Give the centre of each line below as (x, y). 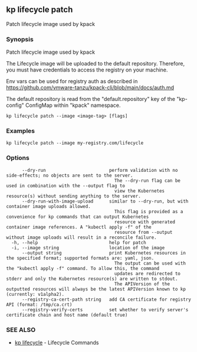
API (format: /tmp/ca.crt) (39, 304)
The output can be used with (150, 263)
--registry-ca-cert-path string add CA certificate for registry (106, 299)
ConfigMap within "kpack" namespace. (73, 105)
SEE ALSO (21, 330)
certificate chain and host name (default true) (67, 315)
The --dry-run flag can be (147, 180)
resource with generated (145, 222)
